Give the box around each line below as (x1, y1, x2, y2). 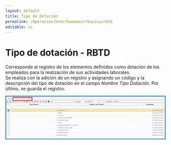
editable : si (5, 25, 33, 30)
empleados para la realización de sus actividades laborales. (5, 69, 131, 76)
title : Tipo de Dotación (5, 13, 58, 19)
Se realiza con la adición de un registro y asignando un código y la (5, 75, 145, 81)
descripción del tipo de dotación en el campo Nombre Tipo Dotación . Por (5, 80, 159, 86)
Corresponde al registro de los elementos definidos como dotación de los (5, 64, 160, 70)
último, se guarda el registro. (5, 86, 66, 92)
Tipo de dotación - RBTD (5, 47, 110, 59)
